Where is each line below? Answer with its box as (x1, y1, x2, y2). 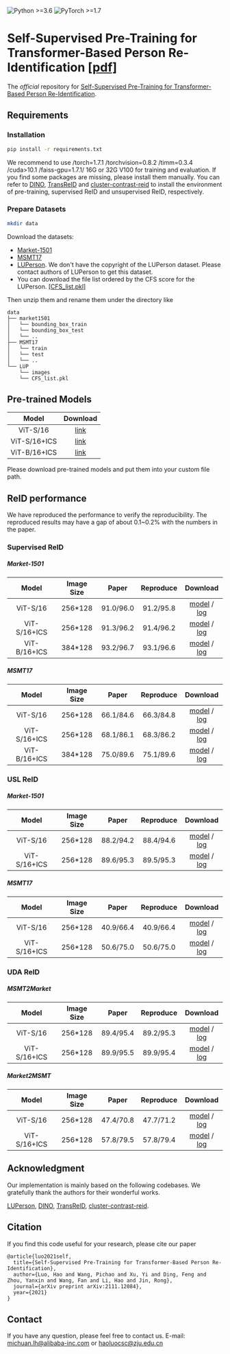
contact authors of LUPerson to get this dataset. (16, 268, 153, 276)
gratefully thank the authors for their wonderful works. (7, 1188, 161, 1196)
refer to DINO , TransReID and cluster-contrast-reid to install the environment (7, 180, 222, 188)
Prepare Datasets (7, 205, 66, 214)
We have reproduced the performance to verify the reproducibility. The (7, 511, 207, 519)
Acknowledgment (7, 1162, 85, 1174)
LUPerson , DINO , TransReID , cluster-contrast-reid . (7, 1202, 149, 1210)
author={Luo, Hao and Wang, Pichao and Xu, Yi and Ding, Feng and (13, 1271, 207, 1278)
